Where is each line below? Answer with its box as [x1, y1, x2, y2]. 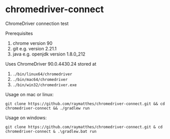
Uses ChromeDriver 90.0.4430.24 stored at [5, 61, 97, 67]
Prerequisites [5, 30, 33, 36]
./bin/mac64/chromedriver [12, 77, 68, 82]
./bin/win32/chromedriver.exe [12, 82, 77, 88]
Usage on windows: [5, 115, 47, 121]
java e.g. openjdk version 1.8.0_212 [12, 51, 86, 57]
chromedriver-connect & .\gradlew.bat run [5, 129, 97, 134]
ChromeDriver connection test [5, 20, 69, 26]
